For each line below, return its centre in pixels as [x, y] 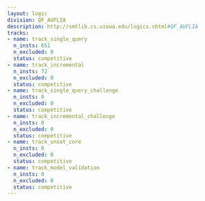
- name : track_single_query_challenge [63, 90]
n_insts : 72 [31, 71]
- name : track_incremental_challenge [61, 116]
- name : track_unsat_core [44, 142]
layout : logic [28, 13]
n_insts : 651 [32, 46]
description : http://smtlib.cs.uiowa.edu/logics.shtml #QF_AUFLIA [102, 26]
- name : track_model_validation [53, 167]
